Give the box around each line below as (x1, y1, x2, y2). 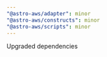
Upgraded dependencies (6, 42, 78, 51)
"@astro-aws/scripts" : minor (6, 23, 91, 30)
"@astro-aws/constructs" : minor (6, 17, 100, 24)
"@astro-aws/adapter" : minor (6, 10, 91, 17)
